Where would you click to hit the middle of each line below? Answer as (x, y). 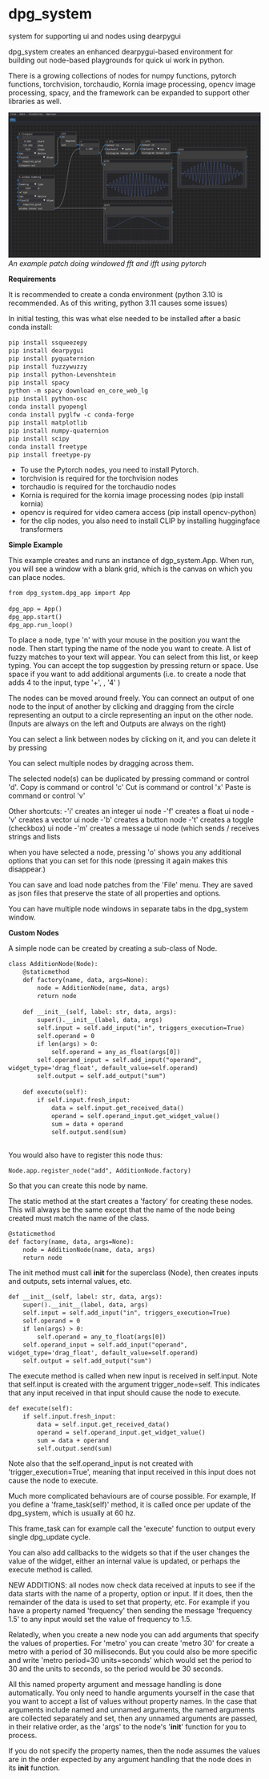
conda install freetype (48, 447)
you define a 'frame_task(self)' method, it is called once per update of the (130, 1505)
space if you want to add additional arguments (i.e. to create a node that (127, 674)
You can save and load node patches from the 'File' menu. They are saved (131, 885)
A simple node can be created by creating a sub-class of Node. (113, 948)
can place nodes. (37, 578)
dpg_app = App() (35, 610)
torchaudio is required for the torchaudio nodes (98, 487)
